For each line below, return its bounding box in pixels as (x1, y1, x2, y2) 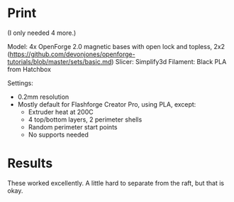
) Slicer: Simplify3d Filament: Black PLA (111, 57, 227, 65)
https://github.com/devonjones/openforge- (9, 50, 136, 58)
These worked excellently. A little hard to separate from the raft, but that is (7, 179, 225, 187)
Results (7, 155, 53, 171)
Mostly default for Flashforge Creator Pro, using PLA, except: (17, 100, 196, 108)
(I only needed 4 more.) (7, 28, 77, 37)
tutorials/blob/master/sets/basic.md (7, 57, 112, 65)
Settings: (7, 78, 33, 87)
